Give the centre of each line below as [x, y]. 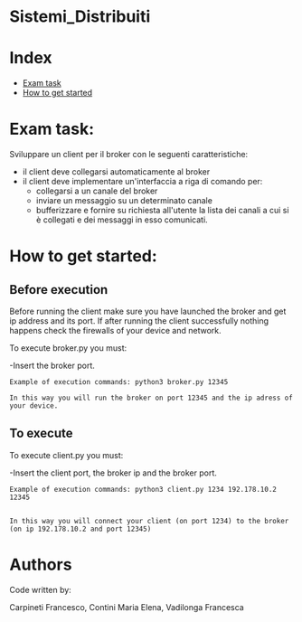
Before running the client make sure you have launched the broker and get [148, 311]
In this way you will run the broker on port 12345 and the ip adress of [151, 398]
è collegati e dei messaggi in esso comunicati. [122, 220]
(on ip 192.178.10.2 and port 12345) [80, 529]
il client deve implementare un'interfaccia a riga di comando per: [142, 182]
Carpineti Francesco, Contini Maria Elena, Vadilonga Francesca [127, 607]
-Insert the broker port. [52, 366]
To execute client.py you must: [66, 455]
